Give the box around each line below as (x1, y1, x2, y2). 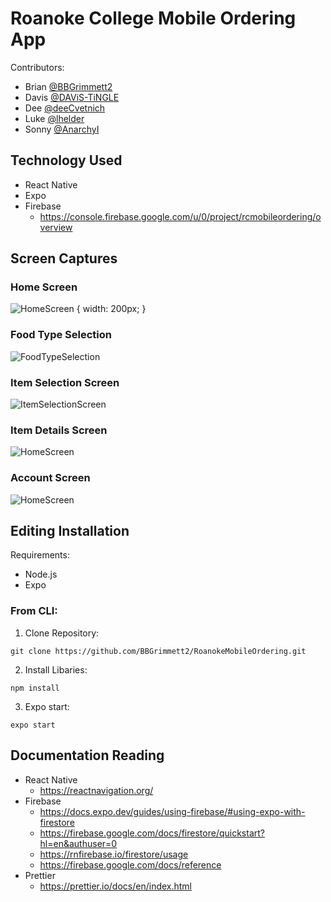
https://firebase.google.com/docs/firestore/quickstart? (39, 827, 265, 839)
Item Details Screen (10, 423, 108, 437)
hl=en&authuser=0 (39, 837, 118, 849)
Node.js (24, 568, 58, 581)
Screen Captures (10, 250, 118, 267)
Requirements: (10, 549, 70, 561)
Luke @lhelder (24, 112, 85, 124)
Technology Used (10, 152, 123, 169)
